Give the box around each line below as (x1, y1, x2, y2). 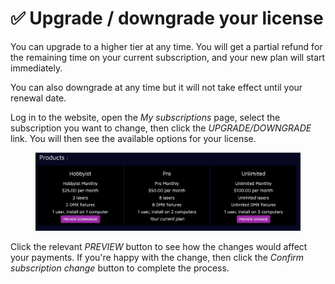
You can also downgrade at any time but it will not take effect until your (10, 81, 303, 93)
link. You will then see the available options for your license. (10, 132, 257, 144)
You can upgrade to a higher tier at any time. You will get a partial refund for (10, 40, 323, 52)
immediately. (10, 62, 63, 74)
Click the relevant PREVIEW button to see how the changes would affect (10, 241, 308, 253)
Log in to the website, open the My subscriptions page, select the (10, 111, 281, 123)
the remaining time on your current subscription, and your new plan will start (10, 51, 326, 63)
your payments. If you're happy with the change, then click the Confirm (10, 252, 305, 264)
